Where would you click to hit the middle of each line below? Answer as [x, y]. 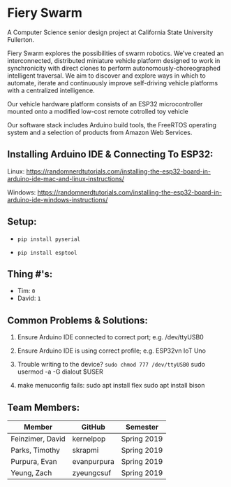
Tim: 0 [26, 291]
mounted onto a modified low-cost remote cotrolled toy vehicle [98, 111]
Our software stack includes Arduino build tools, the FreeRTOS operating [112, 125]
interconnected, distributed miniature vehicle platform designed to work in [114, 60]
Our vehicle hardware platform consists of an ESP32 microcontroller [105, 104]
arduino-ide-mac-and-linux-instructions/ [66, 178]
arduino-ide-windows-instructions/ [58, 199]
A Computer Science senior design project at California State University [110, 32]
